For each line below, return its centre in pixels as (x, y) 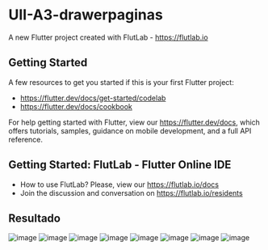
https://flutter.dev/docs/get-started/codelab (93, 98)
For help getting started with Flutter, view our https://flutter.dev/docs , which (134, 122)
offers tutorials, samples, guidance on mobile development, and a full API (130, 130)
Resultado (34, 218)
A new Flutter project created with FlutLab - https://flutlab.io (108, 37)
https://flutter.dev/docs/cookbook (76, 106)
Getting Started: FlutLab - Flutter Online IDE (120, 165)
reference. (25, 139)
